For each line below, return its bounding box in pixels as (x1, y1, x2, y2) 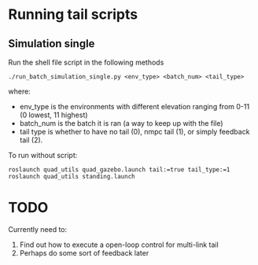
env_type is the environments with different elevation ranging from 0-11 (19, 102, 250, 111)
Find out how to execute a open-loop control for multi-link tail (19, 240, 219, 249)
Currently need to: (8, 224, 68, 234)
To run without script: (8, 151, 78, 160)
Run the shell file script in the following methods (8, 57, 164, 67)
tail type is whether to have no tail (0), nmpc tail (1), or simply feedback (19, 127, 250, 136)
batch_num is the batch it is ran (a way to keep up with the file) (19, 119, 223, 127)
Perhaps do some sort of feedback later (19, 248, 149, 257)
